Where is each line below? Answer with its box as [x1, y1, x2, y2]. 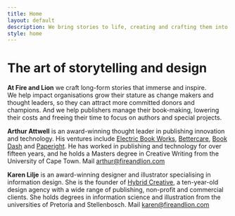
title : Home [7, 10, 42, 18]
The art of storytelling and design [7, 61, 208, 76]
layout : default [7, 17, 55, 24]
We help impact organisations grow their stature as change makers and [7, 91, 214, 99]
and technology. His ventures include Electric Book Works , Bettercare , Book [7, 134, 227, 143]
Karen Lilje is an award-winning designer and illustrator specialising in [7, 170, 211, 179]
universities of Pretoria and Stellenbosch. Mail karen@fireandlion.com [7, 201, 210, 209]
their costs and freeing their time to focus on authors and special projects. [7, 113, 222, 122]
